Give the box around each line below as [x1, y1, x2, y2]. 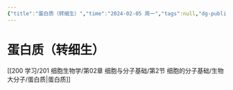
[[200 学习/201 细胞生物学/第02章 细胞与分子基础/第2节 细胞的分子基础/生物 [7, 66, 224, 75]
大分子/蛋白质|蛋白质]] [7, 75, 71, 83]
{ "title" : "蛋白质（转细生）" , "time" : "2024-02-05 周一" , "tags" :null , [7, 10, 199, 17]
